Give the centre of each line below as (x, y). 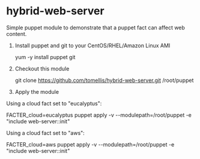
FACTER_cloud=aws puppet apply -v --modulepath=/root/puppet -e (90, 144)
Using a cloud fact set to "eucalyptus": (54, 103)
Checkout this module (42, 68)
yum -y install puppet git (45, 57)
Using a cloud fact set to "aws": (46, 133)
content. (17, 33)
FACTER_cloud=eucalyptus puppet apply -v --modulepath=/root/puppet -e (99, 115)
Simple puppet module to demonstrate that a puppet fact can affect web (95, 27)
